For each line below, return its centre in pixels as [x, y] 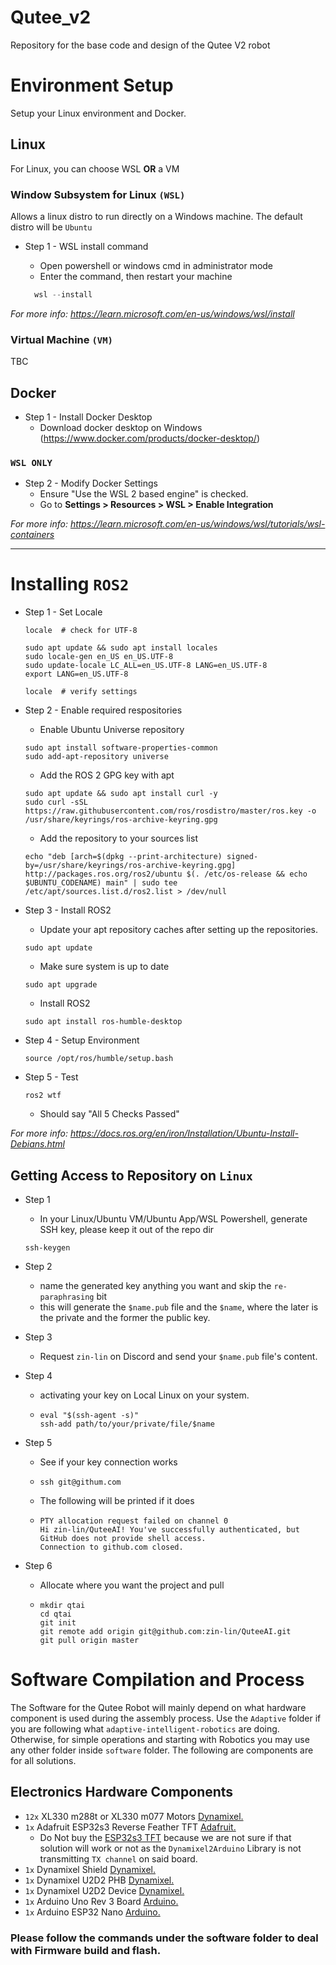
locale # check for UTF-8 [81, 631]
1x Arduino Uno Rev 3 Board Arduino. [101, 1901]
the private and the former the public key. [125, 1318]
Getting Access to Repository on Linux [131, 1175]
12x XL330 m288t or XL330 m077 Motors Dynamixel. [134, 1816]
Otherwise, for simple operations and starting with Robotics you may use [160, 1739]
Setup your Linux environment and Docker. [98, 113]
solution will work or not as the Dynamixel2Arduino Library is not [170, 1848]
